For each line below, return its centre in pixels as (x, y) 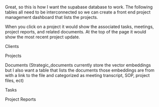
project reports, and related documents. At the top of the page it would (76, 32)
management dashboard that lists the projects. (52, 17)
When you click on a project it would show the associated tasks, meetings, (79, 27)
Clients (12, 46)
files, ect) (15, 80)
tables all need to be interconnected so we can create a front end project (78, 12)
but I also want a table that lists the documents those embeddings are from (80, 70)
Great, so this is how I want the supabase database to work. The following (79, 7)
